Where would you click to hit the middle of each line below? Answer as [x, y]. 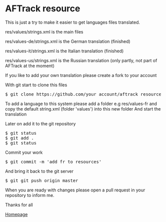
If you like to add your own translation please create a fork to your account [81, 75]
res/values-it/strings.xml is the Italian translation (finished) [64, 51]
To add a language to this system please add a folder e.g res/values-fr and [81, 104]
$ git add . [20, 138]
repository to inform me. [30, 195]
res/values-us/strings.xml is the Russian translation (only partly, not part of [81, 60]
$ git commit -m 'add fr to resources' [53, 162]
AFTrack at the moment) [30, 66]
